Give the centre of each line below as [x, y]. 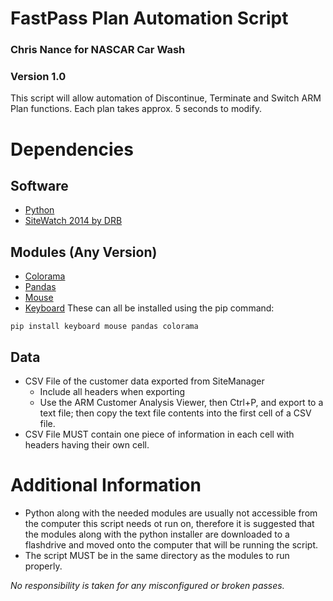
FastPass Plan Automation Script [149, 18]
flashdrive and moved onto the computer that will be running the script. [171, 544]
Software [39, 185]
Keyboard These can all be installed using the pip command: [149, 308]
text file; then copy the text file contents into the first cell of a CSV [175, 413]
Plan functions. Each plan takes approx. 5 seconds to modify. [136, 109]
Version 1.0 [38, 77]
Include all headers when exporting [112, 392]
